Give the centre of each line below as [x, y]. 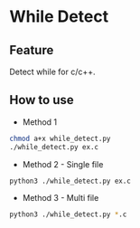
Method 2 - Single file [63, 164]
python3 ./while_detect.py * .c [68, 214]
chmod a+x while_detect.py [60, 138]
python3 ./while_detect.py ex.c [70, 181]
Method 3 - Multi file [61, 198]
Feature [32, 50]
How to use [42, 100]
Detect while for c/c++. [52, 71]
